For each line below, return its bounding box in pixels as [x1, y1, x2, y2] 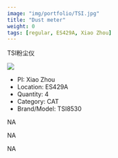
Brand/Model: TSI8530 [16, 104, 82, 113]
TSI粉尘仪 [7, 49, 35, 57]
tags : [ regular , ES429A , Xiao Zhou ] [7, 29, 112, 36]
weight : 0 [7, 23, 36, 30]
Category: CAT [16, 98, 60, 106]
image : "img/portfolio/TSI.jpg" [7, 10, 99, 17]
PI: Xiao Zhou [16, 76, 56, 84]
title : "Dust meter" [7, 16, 67, 23]
